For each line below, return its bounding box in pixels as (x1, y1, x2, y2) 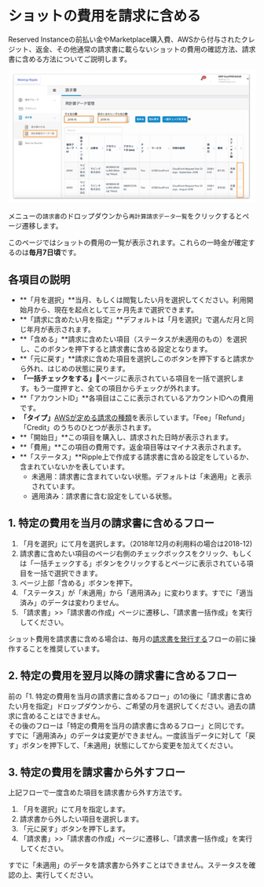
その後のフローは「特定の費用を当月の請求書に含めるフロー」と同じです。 (8, 721, 249, 730)
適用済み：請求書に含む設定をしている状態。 (31, 491, 177, 501)
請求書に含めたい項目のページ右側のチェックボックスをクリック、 (19, 549, 233, 558)
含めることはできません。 (21, 711, 104, 721)
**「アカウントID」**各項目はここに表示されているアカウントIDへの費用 (19, 393, 254, 403)
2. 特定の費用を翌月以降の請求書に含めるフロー (8, 669, 237, 683)
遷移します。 (21, 221, 63, 231)
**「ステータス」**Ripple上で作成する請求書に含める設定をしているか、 (19, 452, 254, 462)
